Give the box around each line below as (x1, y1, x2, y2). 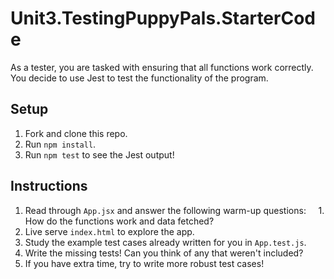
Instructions (10, 178, 88, 195)
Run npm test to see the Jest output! (24, 148, 175, 161)
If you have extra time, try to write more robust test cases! (24, 257, 265, 269)
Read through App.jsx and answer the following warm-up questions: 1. (24, 204, 325, 216)
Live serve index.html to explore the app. (24, 225, 195, 237)
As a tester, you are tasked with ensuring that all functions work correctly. (10, 61, 314, 73)
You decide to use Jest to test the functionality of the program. (10, 72, 269, 84)
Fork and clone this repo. (24, 127, 128, 139)
